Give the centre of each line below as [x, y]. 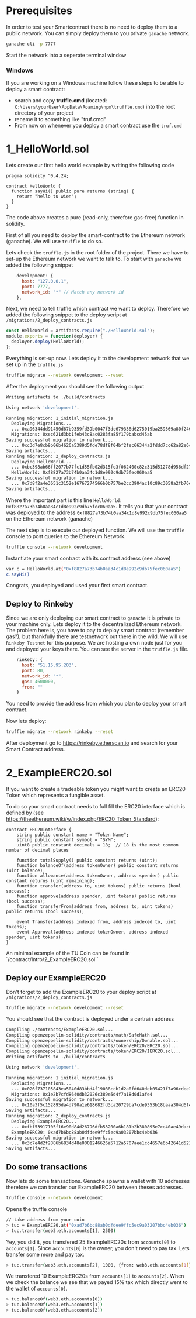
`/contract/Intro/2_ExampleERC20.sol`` [52, 959]
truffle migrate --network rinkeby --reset [60, 732]
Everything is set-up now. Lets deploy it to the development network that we [98, 358]
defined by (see [25, 813]
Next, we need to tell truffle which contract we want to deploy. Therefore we [98, 309]
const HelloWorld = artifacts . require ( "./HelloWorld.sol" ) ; [81, 331]
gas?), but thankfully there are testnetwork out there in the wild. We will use [97, 636]
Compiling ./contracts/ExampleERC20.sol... [60, 1030]
